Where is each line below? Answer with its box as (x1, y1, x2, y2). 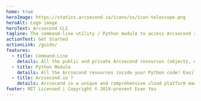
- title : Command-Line (11, 53, 68, 59)
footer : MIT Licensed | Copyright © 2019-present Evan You (6, 86, 157, 92)
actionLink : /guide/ (6, 42, 58, 48)
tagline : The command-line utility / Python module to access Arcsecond (6, 31, 191, 37)
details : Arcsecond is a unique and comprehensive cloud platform (17, 81, 186, 87)
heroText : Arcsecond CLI (6, 25, 68, 31)
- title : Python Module (11, 64, 71, 70)
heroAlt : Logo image (6, 20, 58, 26)
